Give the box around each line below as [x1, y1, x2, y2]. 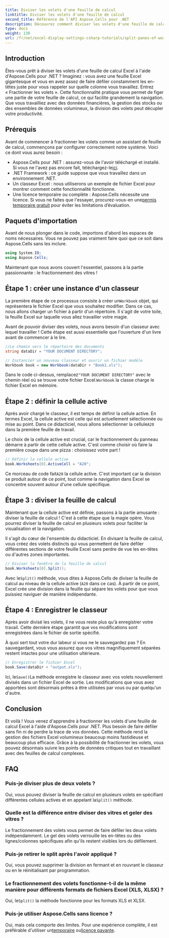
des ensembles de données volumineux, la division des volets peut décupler [5, 105, 163, 111]
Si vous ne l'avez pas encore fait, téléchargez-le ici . [12, 165, 119, 171]
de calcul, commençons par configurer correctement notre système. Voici [5, 144, 158, 150]
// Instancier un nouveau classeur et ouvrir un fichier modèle [5, 358, 143, 363]
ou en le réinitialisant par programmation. [5, 867, 91, 873]
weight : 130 [5, 31, 30, 36]
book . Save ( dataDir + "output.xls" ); [5, 665, 82, 670]
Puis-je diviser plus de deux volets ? [5, 780, 96, 787]
